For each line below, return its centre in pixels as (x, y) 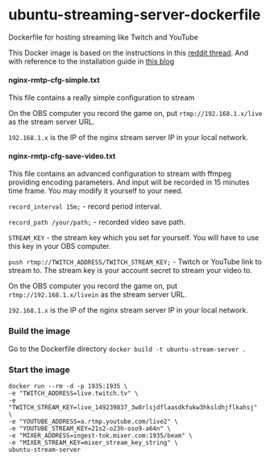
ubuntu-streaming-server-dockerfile (135, 15)
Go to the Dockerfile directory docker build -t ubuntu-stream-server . (127, 349)
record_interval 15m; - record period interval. (85, 206)
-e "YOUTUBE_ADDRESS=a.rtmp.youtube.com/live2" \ (93, 421)
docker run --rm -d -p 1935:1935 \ (68, 386)
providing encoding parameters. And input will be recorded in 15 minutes (129, 182)
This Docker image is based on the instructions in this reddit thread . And (129, 52)
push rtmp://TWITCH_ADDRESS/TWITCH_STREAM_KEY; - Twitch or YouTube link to (135, 262)
